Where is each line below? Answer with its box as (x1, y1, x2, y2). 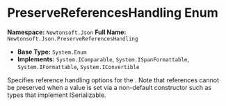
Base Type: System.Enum (17, 47, 87, 56)
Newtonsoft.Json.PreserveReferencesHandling (7, 35, 138, 43)
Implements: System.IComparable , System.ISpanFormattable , (17, 54, 190, 63)
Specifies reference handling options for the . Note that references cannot (7, 75, 219, 84)
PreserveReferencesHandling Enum (7, 5, 218, 21)
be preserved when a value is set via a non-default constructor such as (7, 83, 212, 91)
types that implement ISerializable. (7, 91, 106, 99)
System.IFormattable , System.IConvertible (17, 62, 140, 70)
